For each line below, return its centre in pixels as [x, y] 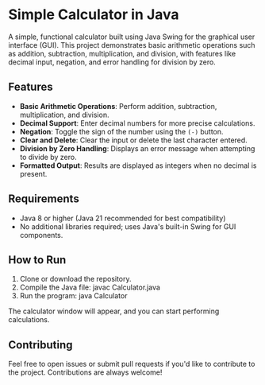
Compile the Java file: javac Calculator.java [90, 287]
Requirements [44, 199]
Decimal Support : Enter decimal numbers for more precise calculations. [137, 123]
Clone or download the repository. [76, 279]
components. [41, 235]
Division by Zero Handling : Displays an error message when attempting [137, 148]
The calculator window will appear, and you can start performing [114, 311]
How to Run [37, 260]
